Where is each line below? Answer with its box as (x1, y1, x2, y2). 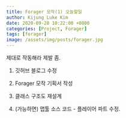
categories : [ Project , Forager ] (6, 25, 87, 32)
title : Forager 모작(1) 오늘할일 (6, 8, 82, 15)
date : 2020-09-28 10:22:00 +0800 (6, 20, 90, 26)
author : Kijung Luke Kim (6, 14, 68, 20)
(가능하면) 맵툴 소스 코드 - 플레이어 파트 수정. (14, 105, 121, 112)
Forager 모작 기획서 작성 (14, 79, 73, 87)
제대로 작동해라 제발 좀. (6, 54, 61, 61)
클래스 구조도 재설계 (14, 93, 62, 99)
